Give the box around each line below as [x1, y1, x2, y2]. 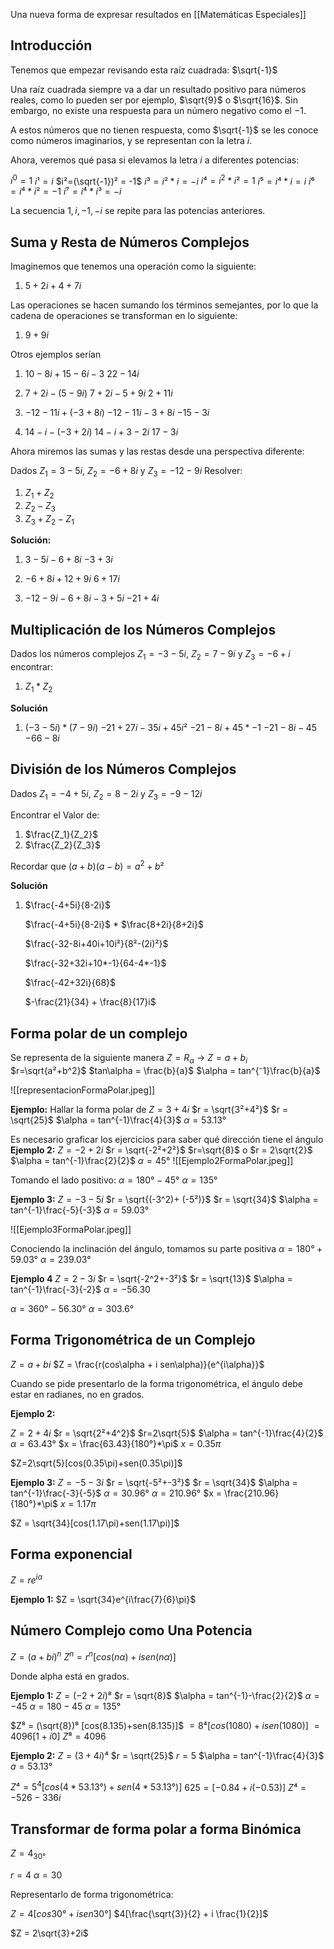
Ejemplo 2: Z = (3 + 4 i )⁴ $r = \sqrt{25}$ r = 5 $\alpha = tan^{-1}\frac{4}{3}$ [10, 1749, 325, 1761]
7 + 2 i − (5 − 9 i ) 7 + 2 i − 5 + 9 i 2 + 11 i [24, 387, 173, 399]
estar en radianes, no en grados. [10, 1388, 145, 1400]
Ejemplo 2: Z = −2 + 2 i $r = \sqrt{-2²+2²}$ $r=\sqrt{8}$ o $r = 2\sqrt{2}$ [10, 1144, 313, 1156]
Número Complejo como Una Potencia [10, 1622, 253, 1639]
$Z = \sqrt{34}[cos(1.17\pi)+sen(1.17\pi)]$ [10, 1517, 180, 1529]
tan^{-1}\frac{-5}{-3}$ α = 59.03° [10, 1204, 150, 1216]
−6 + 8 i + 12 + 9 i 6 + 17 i [24, 573, 120, 585]
